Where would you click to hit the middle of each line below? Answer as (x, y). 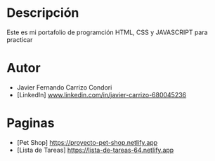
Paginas (31, 123)
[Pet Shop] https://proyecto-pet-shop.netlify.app (87, 142)
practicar (20, 39)
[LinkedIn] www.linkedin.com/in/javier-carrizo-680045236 (102, 94)
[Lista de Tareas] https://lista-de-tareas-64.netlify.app (95, 150)
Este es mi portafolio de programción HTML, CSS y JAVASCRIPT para (107, 32)
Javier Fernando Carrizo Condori (64, 87)
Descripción (43, 13)
